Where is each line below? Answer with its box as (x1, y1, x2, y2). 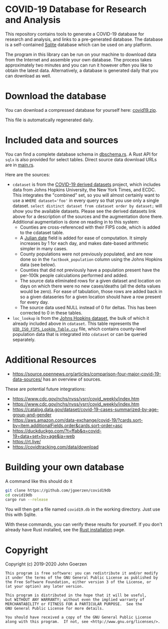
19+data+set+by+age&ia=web (12, 433, 75, 439)
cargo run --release (5, 497, 49, 502)
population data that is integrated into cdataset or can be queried (12, 331, 147, 337)
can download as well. (5, 73, 52, 79)
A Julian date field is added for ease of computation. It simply (20, 235, 147, 241)
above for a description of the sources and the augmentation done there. (12, 213, 163, 220)
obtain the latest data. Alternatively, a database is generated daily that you (5, 67, 159, 74)
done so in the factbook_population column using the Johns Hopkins (20, 256, 162, 262)
